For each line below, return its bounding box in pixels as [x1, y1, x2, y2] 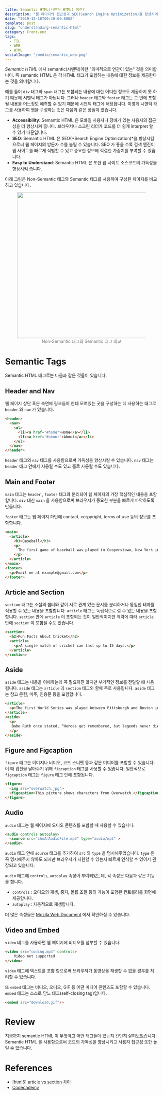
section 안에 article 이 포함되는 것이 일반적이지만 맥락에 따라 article [19, 614, 154, 620]
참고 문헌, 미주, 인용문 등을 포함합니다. [10, 691, 82, 697]
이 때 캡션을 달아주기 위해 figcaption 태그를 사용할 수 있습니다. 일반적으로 [5, 766, 146, 772]
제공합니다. [12, 895, 33, 901]
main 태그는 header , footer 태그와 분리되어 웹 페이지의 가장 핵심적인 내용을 [5, 491, 148, 497]
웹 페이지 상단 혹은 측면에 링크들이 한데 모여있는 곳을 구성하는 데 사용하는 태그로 [5, 401, 157, 406]
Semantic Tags [5, 356, 66, 367]
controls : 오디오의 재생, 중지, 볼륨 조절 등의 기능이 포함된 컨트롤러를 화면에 [12, 889, 156, 895]
